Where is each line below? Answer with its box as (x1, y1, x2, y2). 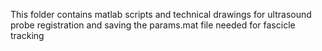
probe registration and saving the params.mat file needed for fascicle (10, 19, 296, 31)
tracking (10, 30, 45, 41)
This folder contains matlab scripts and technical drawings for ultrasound (10, 9, 312, 20)
